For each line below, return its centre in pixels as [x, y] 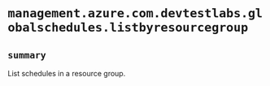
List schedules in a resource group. [67, 73]
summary [27, 55]
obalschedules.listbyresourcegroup [128, 28]
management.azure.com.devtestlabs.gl [135, 13]
